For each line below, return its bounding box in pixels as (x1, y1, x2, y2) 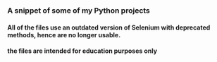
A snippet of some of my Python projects (7, 6, 150, 15)
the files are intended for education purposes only (7, 46, 157, 55)
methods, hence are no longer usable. (7, 30, 121, 39)
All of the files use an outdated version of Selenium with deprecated (7, 23, 211, 32)
